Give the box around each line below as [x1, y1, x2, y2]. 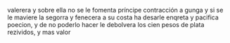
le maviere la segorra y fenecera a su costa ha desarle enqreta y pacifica [7, 13, 219, 21]
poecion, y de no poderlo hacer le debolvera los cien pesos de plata [7, 21, 205, 28]
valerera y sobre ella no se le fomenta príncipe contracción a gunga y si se [7, 6, 224, 14]
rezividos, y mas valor [7, 28, 71, 36]
